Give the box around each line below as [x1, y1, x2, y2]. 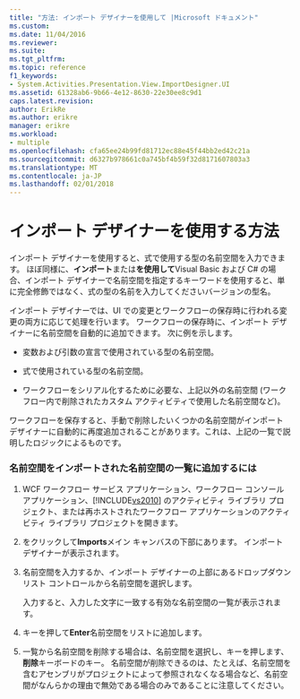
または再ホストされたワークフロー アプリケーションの [61, 506, 261, 517]
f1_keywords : [9, 72, 58, 81]
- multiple [9, 138, 50, 147]
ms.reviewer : [9, 38, 58, 47]
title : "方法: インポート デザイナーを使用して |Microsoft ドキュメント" [9, 13, 259, 22]
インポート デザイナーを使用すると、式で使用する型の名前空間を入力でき [9, 253, 279, 263]
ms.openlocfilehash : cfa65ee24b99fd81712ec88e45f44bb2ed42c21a [9, 146, 251, 155]
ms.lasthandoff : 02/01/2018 [9, 180, 115, 189]
